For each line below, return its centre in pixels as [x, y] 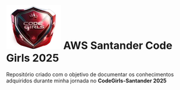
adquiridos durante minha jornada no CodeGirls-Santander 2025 [86, 81]
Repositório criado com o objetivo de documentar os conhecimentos [90, 74]
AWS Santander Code [118, 46]
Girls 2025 [33, 58]
